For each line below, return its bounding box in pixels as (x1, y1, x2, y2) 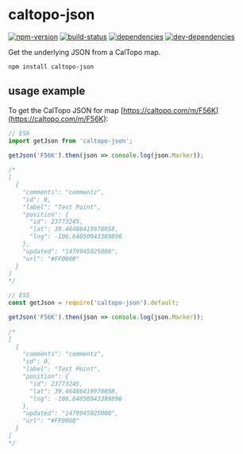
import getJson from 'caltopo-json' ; (8, 137, 133, 145)
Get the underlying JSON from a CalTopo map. (8, 47, 161, 57)
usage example (8, 84, 86, 98)
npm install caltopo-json (8, 62, 94, 71)
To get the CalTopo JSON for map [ (8, 105, 124, 115)
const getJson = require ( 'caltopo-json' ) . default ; (8, 299, 179, 307)
